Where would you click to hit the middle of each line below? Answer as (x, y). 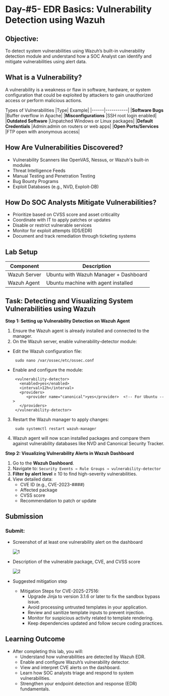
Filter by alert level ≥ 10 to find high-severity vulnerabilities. (75, 474)
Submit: (15, 531)
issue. (34, 601)
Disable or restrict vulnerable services (52, 225)
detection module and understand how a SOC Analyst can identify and (78, 56)
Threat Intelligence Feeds (39, 170)
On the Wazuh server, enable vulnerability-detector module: (75, 342)
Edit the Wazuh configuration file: (47, 351)
